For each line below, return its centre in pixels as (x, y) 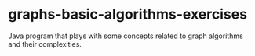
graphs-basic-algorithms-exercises (128, 14)
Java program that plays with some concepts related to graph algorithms (126, 36)
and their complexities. (45, 44)
